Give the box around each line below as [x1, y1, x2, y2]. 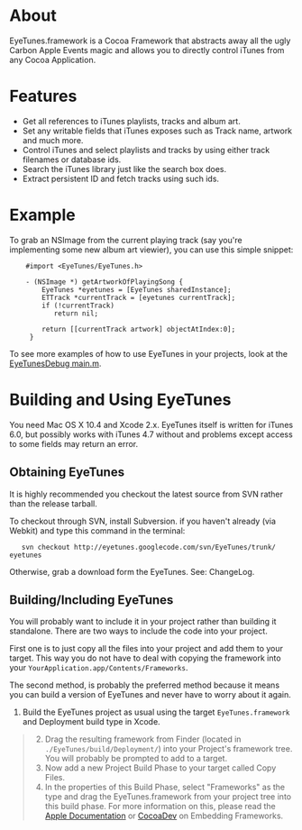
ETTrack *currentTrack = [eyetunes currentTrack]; [41, 293, 236, 302]
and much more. [22, 134, 84, 145]
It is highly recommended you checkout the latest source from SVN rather [9, 488, 284, 499]
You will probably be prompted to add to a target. [44, 753, 228, 764]
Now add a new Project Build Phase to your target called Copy [44, 762, 277, 773]
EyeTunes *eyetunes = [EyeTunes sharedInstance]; [41, 285, 232, 294]
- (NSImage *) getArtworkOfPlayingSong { [25, 277, 183, 287]
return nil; [53, 308, 99, 318]
